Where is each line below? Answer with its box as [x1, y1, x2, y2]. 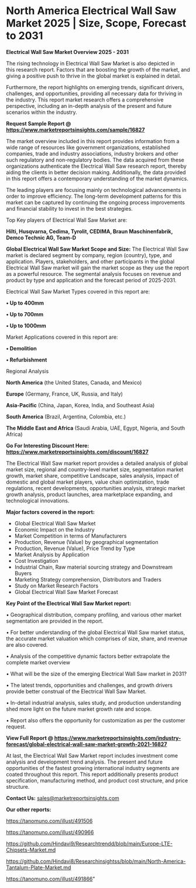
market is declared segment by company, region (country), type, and [6, 251, 172, 259]
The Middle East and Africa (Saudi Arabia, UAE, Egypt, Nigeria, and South [6, 424, 185, 431]
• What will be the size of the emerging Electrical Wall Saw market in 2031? [6, 670, 187, 677]
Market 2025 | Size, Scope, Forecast [6, 16, 187, 30]
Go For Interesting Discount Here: [6, 442, 90, 449]
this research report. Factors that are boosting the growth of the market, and [6, 66, 190, 73]
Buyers [14, 569, 32, 576]
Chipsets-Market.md [6, 846, 56, 853]
